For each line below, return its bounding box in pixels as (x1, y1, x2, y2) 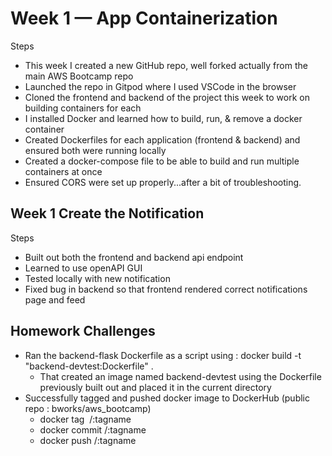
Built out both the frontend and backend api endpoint (24, 251, 244, 263)
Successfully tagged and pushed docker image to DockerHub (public (24, 392, 310, 404)
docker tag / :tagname (39, 413, 132, 425)
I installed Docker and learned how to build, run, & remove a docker (24, 112, 303, 124)
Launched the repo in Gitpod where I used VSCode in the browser (24, 80, 297, 92)
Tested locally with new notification (24, 272, 171, 284)
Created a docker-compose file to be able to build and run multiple (24, 155, 300, 167)
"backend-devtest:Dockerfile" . (24, 360, 154, 372)
